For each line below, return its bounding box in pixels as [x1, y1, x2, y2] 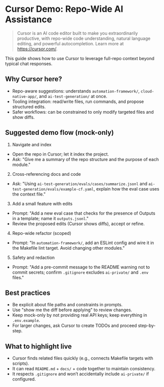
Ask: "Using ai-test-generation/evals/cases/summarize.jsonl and [12, 181, 147, 187]
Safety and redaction [12, 255, 55, 260]
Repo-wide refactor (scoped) [12, 230, 72, 236]
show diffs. [12, 114, 35, 120]
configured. [12, 376, 36, 382]
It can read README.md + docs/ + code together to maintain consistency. [12, 366, 156, 372]
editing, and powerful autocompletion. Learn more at [17, 40, 124, 46]
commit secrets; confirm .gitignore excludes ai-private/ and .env [12, 269, 149, 275]
